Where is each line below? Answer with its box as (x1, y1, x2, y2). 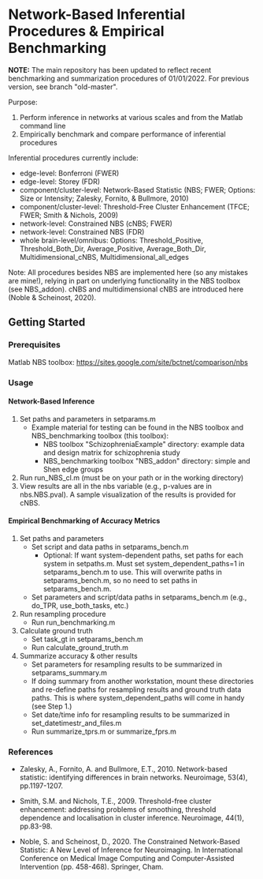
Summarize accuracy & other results (19, 651, 138, 660)
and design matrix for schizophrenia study (43, 448, 181, 457)
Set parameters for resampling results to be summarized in (31, 659, 223, 669)
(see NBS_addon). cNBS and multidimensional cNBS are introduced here (8, 284, 244, 294)
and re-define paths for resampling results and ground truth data (31, 685, 242, 694)
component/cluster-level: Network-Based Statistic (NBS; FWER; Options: (19, 185, 256, 194)
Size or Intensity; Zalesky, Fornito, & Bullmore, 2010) (19, 193, 189, 203)
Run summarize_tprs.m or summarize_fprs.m (31, 727, 177, 736)
